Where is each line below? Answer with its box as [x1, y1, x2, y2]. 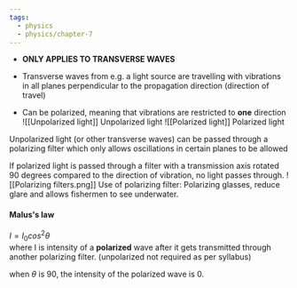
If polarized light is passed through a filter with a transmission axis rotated [9, 161, 279, 172]
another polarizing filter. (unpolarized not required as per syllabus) [9, 252, 252, 262]
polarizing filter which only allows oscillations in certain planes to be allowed [9, 143, 288, 154]
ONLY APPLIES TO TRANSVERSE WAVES [21, 54, 176, 65]
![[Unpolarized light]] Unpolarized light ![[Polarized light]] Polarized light [21, 116, 285, 127]
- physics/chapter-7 [17, 29, 93, 38]
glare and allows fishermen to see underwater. [9, 188, 179, 200]
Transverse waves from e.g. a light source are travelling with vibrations [21, 71, 282, 82]
